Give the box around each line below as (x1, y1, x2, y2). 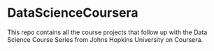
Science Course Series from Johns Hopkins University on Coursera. (7, 35, 204, 43)
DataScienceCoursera (7, 5, 138, 21)
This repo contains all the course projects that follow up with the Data (7, 28, 208, 36)
